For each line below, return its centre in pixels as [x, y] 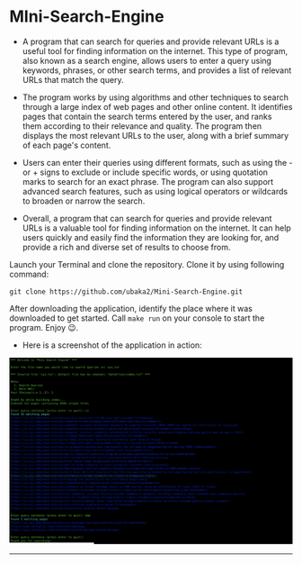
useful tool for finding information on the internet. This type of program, [155, 50]
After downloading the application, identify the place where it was [131, 308]
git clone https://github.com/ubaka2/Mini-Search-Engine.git [126, 291]
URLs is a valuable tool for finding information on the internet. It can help [157, 228]
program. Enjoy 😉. [44, 327]
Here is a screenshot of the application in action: [112, 345]
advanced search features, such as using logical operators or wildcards [155, 191]
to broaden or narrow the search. [84, 201]
